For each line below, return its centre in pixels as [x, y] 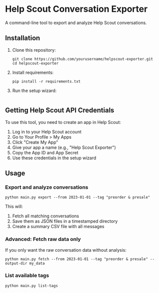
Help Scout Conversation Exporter [77, 9]
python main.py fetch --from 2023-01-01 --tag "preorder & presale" [77, 259]
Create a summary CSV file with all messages [58, 227]
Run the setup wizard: [34, 90]
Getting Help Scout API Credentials [60, 110]
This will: [14, 206]
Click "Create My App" [35, 142]
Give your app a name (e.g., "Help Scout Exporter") [64, 147]
